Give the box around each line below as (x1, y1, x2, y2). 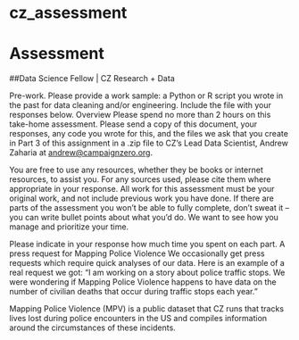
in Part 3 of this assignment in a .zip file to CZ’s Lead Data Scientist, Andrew (9, 137, 288, 149)
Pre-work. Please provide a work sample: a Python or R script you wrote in (9, 90, 284, 101)
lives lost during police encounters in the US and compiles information (9, 313, 268, 324)
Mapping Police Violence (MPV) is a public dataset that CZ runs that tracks (9, 303, 284, 314)
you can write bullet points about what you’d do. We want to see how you (9, 212, 279, 223)
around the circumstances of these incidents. (9, 322, 176, 333)
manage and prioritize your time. (9, 221, 129, 232)
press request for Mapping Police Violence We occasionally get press (9, 248, 265, 259)
